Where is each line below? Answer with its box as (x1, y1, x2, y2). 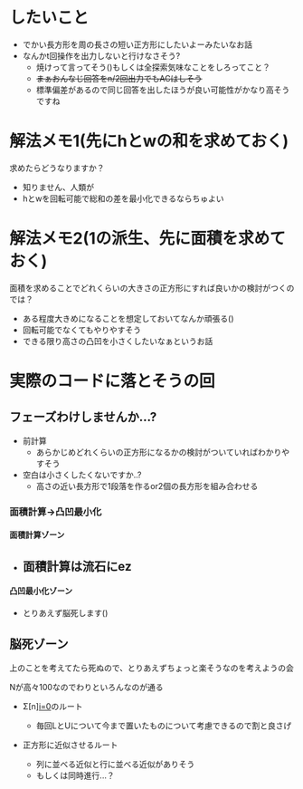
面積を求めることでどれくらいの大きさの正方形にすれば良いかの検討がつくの (9, 282, 295, 293)
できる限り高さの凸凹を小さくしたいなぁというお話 (22, 335, 213, 346)
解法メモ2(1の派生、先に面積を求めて (9, 228, 287, 249)
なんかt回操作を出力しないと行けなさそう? (22, 50, 181, 61)
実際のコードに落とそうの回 (9, 371, 215, 391)
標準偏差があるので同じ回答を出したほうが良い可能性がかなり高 (35, 84, 274, 95)
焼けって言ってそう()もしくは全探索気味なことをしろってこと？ (35, 62, 271, 72)
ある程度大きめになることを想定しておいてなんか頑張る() (22, 313, 234, 323)
